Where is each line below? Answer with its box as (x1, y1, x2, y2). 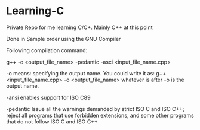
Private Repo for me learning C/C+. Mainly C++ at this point (6, 24, 153, 31)
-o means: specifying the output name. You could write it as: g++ (6, 69, 167, 77)
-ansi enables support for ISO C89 (6, 94, 91, 101)
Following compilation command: (6, 46, 88, 54)
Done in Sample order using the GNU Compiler (6, 35, 121, 42)
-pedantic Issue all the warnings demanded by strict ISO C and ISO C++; (6, 105, 185, 112)
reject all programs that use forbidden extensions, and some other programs (6, 112, 194, 119)
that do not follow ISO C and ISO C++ (6, 118, 99, 125)
